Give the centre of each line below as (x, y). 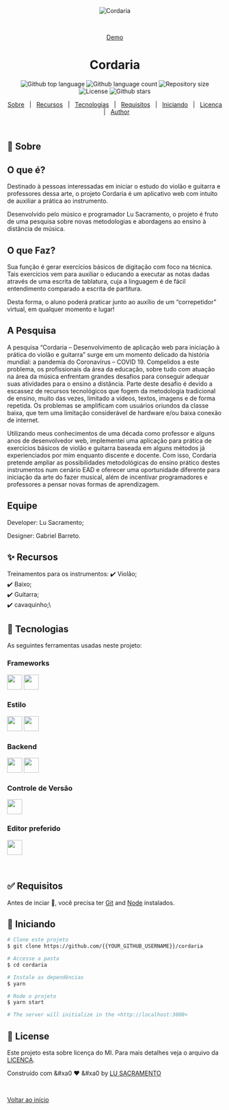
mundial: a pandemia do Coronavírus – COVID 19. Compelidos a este (103, 362)
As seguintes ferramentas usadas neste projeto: (75, 645)
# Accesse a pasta (33, 959)
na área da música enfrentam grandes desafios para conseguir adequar (108, 376)
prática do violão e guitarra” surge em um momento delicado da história (108, 354)
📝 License (28, 1036)
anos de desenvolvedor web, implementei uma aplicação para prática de (109, 441)
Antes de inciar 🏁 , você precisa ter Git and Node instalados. (91, 902)
